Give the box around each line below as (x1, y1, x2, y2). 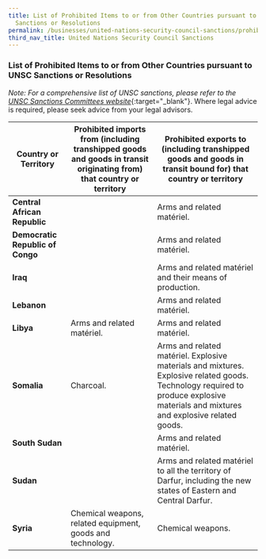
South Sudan (12, 437, 63, 448)
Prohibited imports (74, 124, 146, 135)
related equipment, (70, 517, 141, 528)
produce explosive (157, 389, 226, 400)
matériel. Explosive (157, 350, 228, 361)
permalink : (8, 26, 44, 34)
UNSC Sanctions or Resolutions (8, 70, 132, 81)
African (12, 206, 41, 217)
